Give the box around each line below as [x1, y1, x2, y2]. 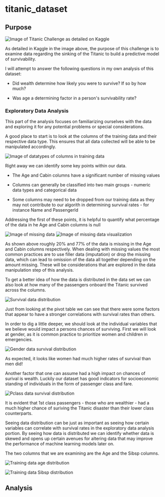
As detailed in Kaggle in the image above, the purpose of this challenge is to [5, 46, 159, 51]
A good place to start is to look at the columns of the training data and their [5, 133, 157, 139]
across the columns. [5, 287, 46, 293]
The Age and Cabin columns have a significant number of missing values [12, 172, 160, 178]
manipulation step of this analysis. [5, 267, 74, 273]
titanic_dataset [5, 3, 68, 15]
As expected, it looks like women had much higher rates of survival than [5, 356, 151, 362]
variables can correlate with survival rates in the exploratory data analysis [5, 425, 155, 431]
